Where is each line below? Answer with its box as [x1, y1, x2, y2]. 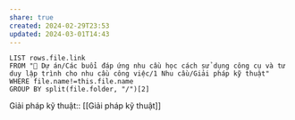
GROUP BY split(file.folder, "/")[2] [9, 85, 150, 94]
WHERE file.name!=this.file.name [9, 77, 134, 86]
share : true [9, 12, 54, 22]
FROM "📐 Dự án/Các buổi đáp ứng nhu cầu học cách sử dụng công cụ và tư [9, 61, 286, 71]
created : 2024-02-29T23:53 [9, 21, 110, 30]
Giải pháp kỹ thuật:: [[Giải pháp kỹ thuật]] [9, 100, 162, 111]
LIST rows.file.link [9, 54, 87, 63]
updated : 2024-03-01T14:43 [9, 29, 110, 38]
